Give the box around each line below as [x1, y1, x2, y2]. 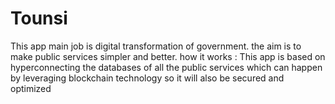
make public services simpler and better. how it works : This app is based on [10, 50, 326, 62]
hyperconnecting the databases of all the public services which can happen [10, 61, 323, 73]
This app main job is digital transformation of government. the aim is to [10, 40, 302, 52]
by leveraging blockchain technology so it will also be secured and [10, 72, 285, 84]
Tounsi [10, 7, 68, 30]
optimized [10, 82, 52, 94]
